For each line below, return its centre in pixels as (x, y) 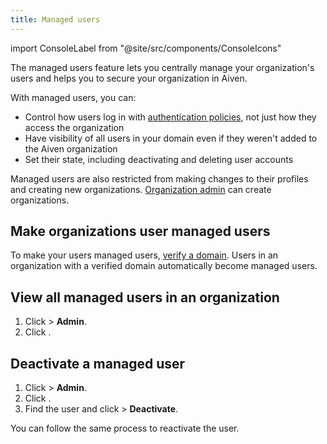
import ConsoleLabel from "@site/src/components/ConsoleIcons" (146, 48)
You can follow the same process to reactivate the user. (125, 428)
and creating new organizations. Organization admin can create (141, 189)
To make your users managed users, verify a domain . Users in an (144, 255)
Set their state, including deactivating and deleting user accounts (159, 159)
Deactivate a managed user (98, 363)
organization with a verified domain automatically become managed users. (164, 266)
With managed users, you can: (73, 97)
